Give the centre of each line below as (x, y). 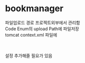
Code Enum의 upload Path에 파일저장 (42, 29)
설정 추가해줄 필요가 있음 (29, 55)
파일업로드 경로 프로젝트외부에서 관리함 (42, 22)
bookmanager (34, 9)
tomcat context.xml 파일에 (31, 35)
